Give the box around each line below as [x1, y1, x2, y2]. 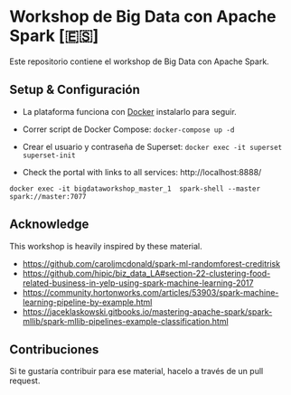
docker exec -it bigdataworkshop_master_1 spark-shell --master [9, 183, 260, 193]
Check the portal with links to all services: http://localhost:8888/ [22, 166, 262, 177]
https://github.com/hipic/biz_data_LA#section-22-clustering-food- [22, 268, 271, 278]
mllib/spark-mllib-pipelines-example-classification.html [22, 315, 229, 326]
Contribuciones [9, 342, 99, 357]
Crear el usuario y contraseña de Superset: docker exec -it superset [22, 141, 283, 152]
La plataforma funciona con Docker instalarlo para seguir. [22, 106, 237, 117]
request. [9, 375, 41, 386]
